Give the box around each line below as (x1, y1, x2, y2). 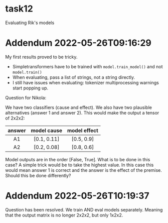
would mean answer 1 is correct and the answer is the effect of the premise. (5, 167, 162, 173)
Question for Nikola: (5, 94, 47, 100)
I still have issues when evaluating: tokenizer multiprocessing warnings (12, 79, 159, 85)
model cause (31, 127, 63, 134)
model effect (67, 127, 99, 134)
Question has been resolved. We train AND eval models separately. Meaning (5, 206, 163, 212)
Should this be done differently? (5, 172, 71, 178)
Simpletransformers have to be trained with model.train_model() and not (12, 63, 163, 69)
